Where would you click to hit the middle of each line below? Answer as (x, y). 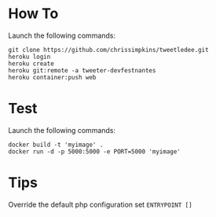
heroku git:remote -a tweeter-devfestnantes (82, 70)
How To (33, 14)
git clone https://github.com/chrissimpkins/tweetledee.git (109, 50)
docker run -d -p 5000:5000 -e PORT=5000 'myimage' (94, 151)
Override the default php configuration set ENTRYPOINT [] (100, 204)
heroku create (31, 64)
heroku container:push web (52, 77)
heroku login (29, 57)
